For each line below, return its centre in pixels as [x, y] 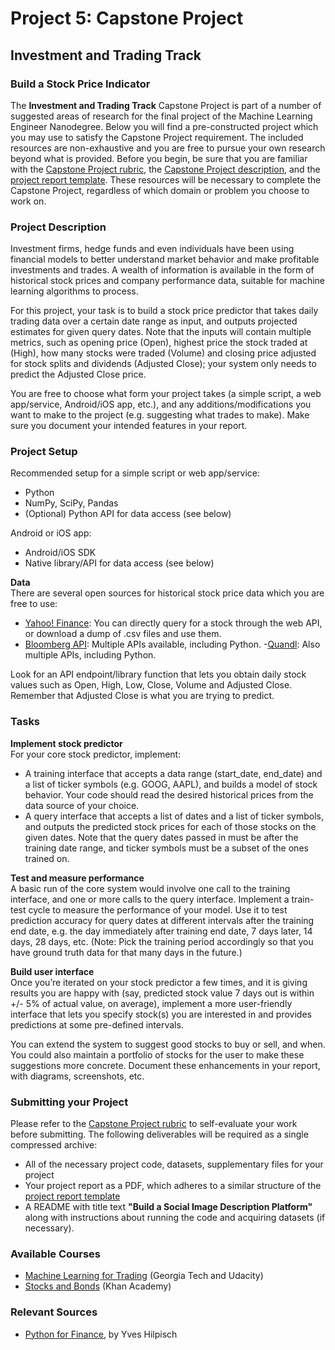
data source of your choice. [82, 805]
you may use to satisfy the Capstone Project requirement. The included [157, 137]
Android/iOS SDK [60, 553]
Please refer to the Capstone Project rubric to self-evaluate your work [154, 1124]
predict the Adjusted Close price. [78, 374]
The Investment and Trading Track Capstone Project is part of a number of [166, 105]
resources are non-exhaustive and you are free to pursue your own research [168, 148]
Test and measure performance [77, 878]
